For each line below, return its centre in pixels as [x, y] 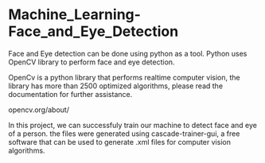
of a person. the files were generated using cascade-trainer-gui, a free [124, 134]
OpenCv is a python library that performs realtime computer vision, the [124, 77]
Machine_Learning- [75, 15]
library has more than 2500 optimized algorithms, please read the [116, 86]
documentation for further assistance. [70, 94]
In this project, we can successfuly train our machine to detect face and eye [132, 125]
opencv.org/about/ [39, 110]
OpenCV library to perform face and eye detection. [92, 62]
